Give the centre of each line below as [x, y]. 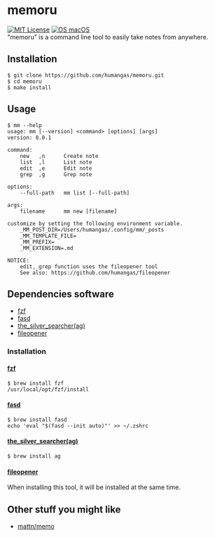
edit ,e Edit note [56, 168]
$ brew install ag [34, 456]
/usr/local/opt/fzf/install [48, 389]
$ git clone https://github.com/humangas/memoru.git [86, 75]
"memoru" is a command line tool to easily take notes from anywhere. [108, 37]
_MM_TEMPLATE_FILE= [48, 236]
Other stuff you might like [64, 509]
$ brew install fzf [36, 383]
